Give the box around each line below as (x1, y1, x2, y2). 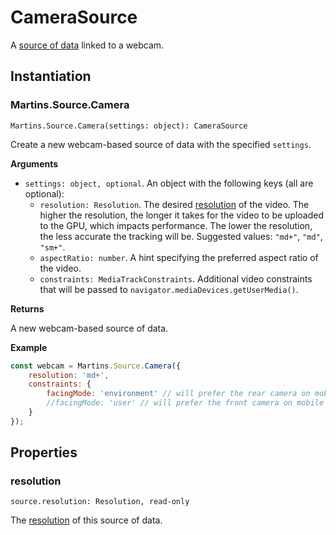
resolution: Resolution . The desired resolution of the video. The (39, 198, 310, 210)
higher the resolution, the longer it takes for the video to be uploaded (39, 209, 325, 221)
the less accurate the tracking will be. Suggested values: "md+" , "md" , (39, 230, 323, 242)
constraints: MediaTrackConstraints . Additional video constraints (39, 272, 313, 285)
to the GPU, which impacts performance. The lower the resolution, (39, 219, 313, 231)
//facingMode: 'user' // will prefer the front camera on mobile (46, 398, 325, 408)
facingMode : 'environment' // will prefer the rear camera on (46, 389, 311, 399)
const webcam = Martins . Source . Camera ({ (10, 361, 182, 371)
